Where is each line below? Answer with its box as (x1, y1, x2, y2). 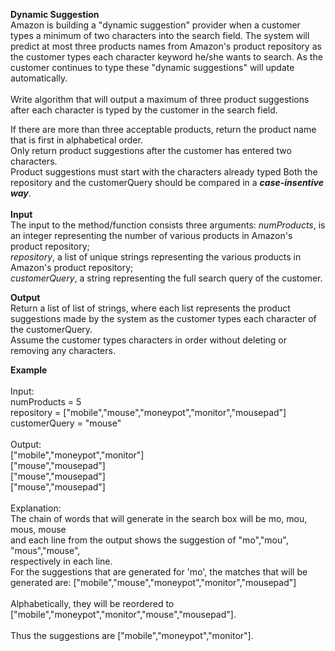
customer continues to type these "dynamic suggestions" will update (10, 62, 295, 73)
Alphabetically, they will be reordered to (10, 598, 175, 609)
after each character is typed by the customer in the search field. (10, 104, 278, 116)
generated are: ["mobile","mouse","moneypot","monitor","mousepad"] (10, 577, 297, 588)
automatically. (10, 72, 68, 84)
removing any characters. (10, 345, 116, 356)
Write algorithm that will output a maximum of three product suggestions (10, 94, 310, 105)
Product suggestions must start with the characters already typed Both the (10, 166, 318, 178)
